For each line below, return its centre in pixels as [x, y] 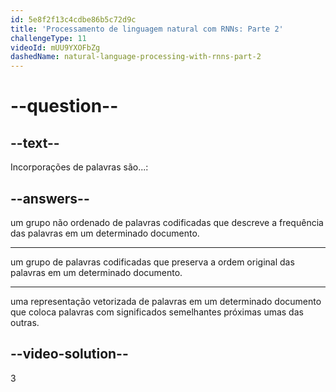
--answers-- [50, 198]
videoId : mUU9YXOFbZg [55, 47]
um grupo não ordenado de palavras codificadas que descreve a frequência [167, 222]
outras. [25, 322]
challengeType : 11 [48, 38]
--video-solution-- [69, 354]
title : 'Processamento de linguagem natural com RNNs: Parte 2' [147, 29]
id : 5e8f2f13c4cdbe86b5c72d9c [73, 19]
